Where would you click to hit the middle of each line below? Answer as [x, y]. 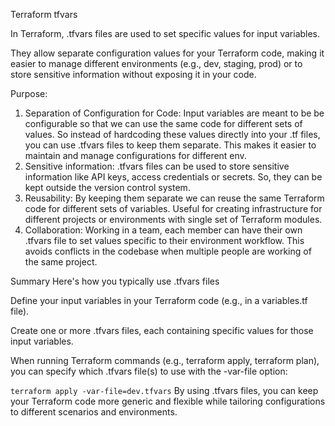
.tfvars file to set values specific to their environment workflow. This [164, 240]
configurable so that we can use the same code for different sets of [163, 123]
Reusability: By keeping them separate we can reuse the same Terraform [174, 198]
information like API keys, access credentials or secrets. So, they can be [173, 177]
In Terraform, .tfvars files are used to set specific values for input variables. [165, 33]
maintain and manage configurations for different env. [135, 155]
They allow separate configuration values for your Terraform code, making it [167, 53]
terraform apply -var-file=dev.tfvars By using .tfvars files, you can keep [164, 390]
